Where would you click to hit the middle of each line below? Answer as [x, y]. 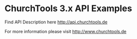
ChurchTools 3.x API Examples [68, 9]
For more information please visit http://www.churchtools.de [66, 31]
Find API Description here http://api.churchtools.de [56, 22]
